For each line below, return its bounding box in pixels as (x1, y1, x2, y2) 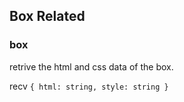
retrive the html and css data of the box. (9, 60, 174, 73)
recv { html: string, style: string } (9, 80, 169, 92)
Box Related (9, 8, 86, 25)
